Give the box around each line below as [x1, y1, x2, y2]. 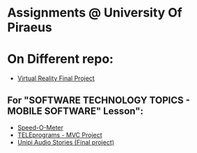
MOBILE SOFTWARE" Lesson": [7, 105, 144, 117]
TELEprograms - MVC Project [17, 130, 102, 139]
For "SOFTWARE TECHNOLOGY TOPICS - [7, 94, 190, 106]
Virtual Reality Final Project [17, 74, 95, 82]
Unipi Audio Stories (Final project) [17, 138, 115, 146]
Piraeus [7, 19, 52, 35]
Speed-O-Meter [17, 123, 64, 132]
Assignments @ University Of [7, 5, 182, 21]
